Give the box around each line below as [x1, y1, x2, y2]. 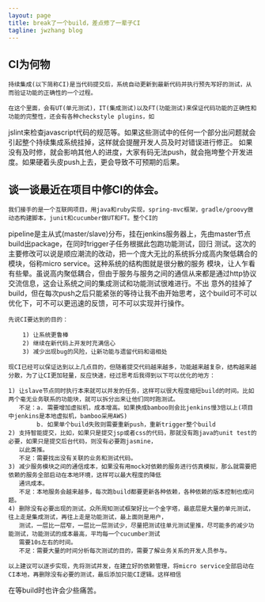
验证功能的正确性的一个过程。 [13, 89, 97, 97]
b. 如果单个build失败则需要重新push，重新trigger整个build [36, 421, 216, 429]
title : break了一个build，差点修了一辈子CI [8, 19, 141, 27]
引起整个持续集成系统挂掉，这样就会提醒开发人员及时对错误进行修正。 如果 [8, 138, 253, 147]
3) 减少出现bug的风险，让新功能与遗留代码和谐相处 [22, 348, 168, 356]
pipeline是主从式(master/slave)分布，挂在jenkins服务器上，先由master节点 [8, 229, 252, 238]
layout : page [8, 11, 51, 20]
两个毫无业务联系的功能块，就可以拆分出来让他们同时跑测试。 [8, 395, 180, 403]
